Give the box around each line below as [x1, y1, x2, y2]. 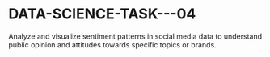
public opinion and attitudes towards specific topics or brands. [8, 39, 217, 49]
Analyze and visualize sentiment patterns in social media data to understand [8, 31, 263, 41]
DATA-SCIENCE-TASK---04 [8, 5, 196, 23]
